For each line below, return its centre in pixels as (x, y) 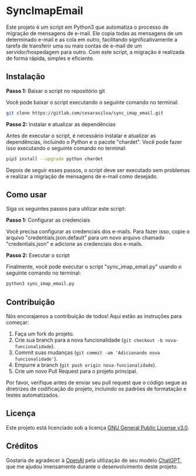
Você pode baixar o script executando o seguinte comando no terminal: (92, 102)
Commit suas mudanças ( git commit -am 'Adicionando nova (87, 352)
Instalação (26, 77)
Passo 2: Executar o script (38, 255)
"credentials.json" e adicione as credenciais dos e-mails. (75, 244)
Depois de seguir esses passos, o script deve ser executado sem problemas (98, 170)
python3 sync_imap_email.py (40, 284)
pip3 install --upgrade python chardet (55, 159)
